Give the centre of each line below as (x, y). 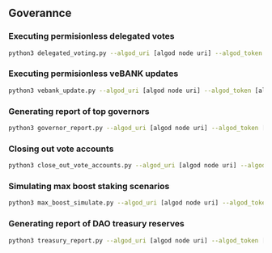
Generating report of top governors (79, 111)
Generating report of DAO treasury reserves (96, 224)
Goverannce (40, 13)
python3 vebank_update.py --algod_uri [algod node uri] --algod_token (130, 91)
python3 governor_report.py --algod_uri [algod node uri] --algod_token (134, 129)
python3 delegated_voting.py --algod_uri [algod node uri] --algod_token (136, 53)
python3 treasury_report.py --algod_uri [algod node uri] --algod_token (134, 240)
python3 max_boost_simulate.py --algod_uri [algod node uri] (114, 203)
